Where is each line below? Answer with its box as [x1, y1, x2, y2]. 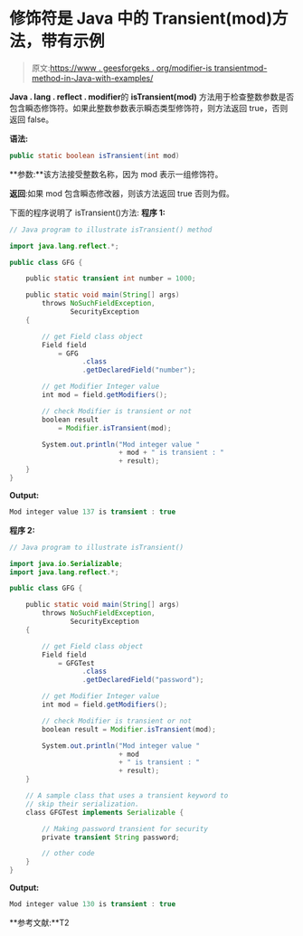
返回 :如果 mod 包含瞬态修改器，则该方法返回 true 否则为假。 [9, 187, 235, 199]
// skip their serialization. [25, 799, 140, 808]
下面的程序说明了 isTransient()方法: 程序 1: [9, 207, 166, 218]
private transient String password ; [42, 833, 180, 842]
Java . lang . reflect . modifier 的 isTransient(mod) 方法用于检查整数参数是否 [9, 91, 295, 102]
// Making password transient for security [42, 824, 208, 833]
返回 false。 [9, 114, 54, 125]
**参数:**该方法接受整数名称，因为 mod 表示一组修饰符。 [9, 168, 223, 179]
